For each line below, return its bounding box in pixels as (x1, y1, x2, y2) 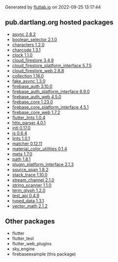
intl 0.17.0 (12, 125, 31, 131)
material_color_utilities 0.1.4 (12, 145, 67, 151)
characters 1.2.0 (12, 42, 45, 48)
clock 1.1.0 (12, 52, 33, 58)
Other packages (5, 217, 55, 226)
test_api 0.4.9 (12, 192, 40, 198)
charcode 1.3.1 (12, 47, 41, 53)
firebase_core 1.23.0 (12, 99, 53, 105)
